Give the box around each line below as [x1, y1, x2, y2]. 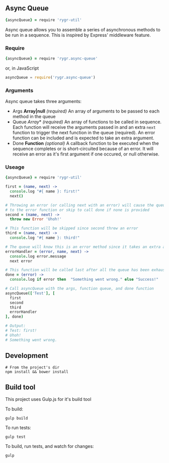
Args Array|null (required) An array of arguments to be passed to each [12, 108, 160, 114]
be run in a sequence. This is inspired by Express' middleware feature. [5, 32, 151, 38]
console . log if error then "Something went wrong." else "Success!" [10, 277, 158, 282]
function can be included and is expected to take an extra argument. [12, 135, 154, 141]
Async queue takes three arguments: [5, 98, 82, 105]
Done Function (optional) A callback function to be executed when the [12, 140, 159, 146]
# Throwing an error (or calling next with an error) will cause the [5, 202, 154, 208]
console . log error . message [10, 253, 66, 259]
